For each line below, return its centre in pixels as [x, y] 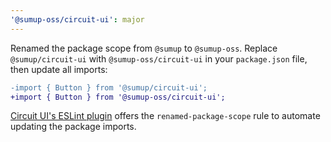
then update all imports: [59, 69]
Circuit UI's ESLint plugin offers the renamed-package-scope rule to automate [165, 116]
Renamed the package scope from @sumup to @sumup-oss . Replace [144, 48]
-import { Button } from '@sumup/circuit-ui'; [109, 87]
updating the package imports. [73, 127]
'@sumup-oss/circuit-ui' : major [77, 19]
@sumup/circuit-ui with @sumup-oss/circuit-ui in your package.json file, [159, 58]
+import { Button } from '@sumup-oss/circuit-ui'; [118, 97]
